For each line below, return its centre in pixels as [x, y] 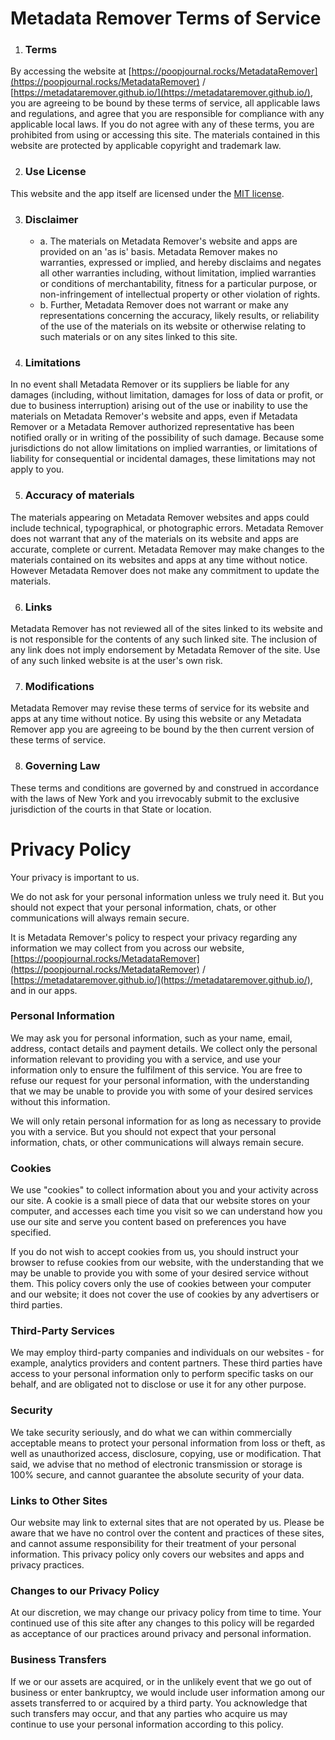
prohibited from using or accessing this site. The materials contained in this [165, 135]
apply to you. [37, 469]
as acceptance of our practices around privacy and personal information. [161, 1634]
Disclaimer [51, 219]
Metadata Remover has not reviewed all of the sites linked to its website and [166, 628]
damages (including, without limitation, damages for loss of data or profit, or [167, 395]
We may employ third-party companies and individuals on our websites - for [167, 1353]
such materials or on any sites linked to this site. [138, 337]
